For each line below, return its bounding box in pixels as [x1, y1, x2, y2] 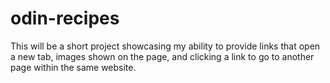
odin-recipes [10, 7, 120, 30]
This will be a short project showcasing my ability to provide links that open [10, 40, 321, 52]
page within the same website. [10, 61, 137, 73]
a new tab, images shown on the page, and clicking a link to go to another [10, 50, 315, 62]
